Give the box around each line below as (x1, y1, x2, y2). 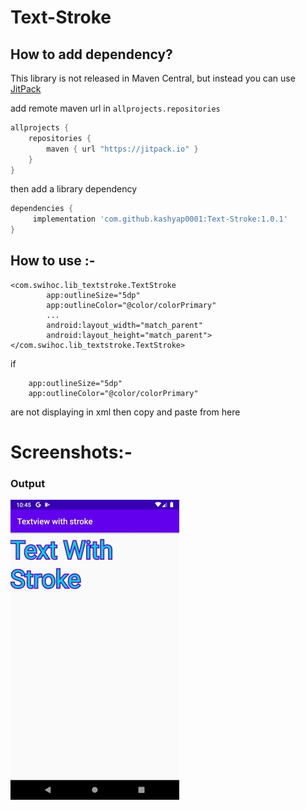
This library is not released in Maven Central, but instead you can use (10, 72, 296, 84)
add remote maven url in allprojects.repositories (10, 102, 221, 114)
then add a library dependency (10, 183, 138, 195)
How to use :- (10, 252, 96, 270)
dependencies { (10, 204, 74, 214)
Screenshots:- (10, 441, 133, 463)
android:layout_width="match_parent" (46, 320, 203, 330)
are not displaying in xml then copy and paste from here (10, 406, 241, 418)
